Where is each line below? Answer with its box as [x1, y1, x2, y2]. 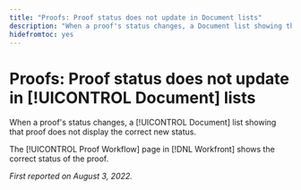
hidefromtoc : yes [9, 30, 74, 39]
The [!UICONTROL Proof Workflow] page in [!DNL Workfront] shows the [9, 144, 275, 155]
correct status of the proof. [9, 153, 109, 164]
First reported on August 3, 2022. [9, 171, 133, 182]
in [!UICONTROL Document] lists [9, 87, 256, 108]
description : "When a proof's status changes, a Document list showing [9, 22, 282, 30]
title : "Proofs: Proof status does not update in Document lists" [9, 13, 262, 22]
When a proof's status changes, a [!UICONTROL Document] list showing [9, 117, 277, 128]
